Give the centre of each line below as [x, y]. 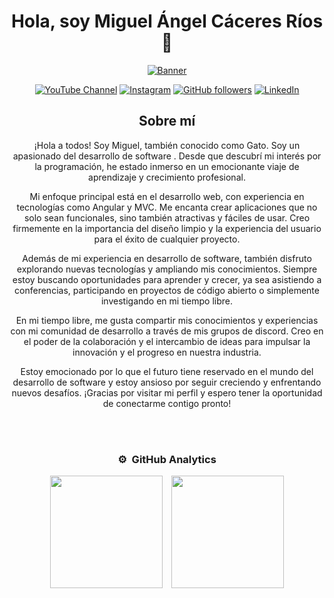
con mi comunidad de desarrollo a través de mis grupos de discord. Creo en [167, 331]
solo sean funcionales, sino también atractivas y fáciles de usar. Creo [167, 217]
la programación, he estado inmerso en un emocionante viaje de [167, 166]
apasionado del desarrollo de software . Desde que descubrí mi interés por [167, 156]
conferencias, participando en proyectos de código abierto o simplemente [167, 290]
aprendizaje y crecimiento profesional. [167, 177]
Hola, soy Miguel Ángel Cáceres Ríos [167, 21]
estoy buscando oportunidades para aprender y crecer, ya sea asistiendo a [167, 279]
